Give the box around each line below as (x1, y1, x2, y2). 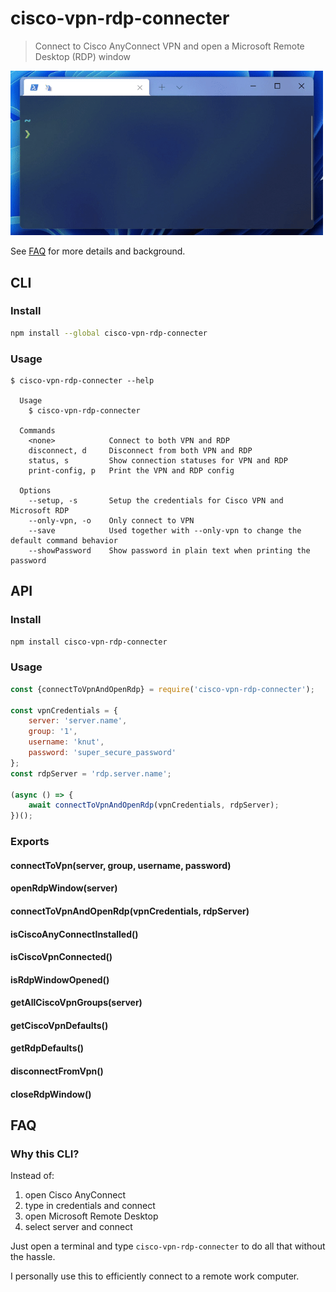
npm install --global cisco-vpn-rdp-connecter (10, 328, 208, 338)
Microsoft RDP (10, 505, 70, 516)
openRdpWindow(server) (10, 882, 118, 894)
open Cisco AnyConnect (24, 1189, 126, 1201)
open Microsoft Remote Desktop (24, 1210, 159, 1222)
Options (19, 485, 52, 496)
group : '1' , (28, 727, 78, 737)
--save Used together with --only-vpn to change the (28, 525, 302, 536)
